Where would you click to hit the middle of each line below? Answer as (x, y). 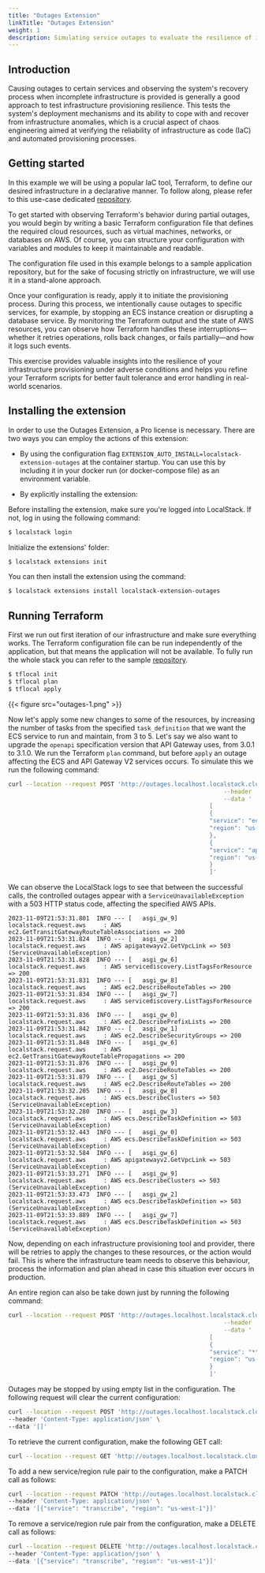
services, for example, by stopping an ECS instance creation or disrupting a (131, 312)
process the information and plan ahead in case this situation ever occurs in (131, 1269)
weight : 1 (24, 30)
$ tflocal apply (35, 689)
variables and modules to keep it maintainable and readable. (106, 248)
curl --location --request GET (60, 1456)
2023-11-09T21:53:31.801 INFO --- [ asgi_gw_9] (93, 919)
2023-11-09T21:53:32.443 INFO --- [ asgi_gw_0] (93, 1133)
